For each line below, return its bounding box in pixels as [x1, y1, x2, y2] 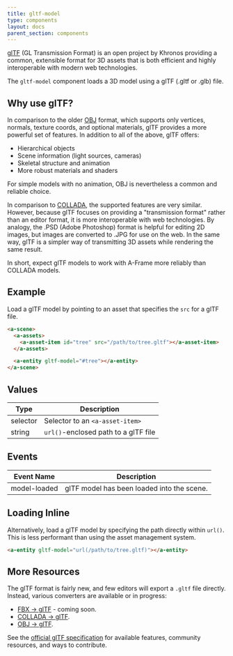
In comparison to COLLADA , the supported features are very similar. [7, 201, 202, 209]
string [10, 427, 30, 436]
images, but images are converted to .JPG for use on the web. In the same [7, 231, 220, 239]
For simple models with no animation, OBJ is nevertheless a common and [7, 180, 218, 188]
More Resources [7, 565, 80, 577]
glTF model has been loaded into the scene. [65, 483, 209, 493]
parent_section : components [7, 29, 89, 37]
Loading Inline [7, 507, 70, 519]
